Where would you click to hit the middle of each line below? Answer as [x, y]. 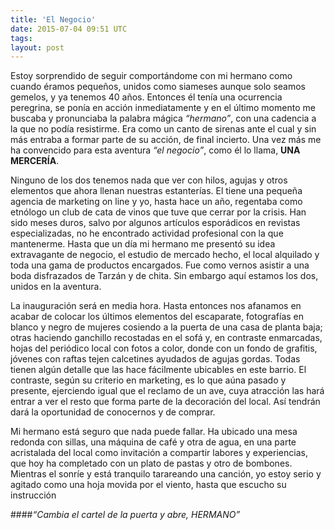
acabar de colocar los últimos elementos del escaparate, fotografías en [157, 317]
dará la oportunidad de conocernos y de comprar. [113, 412]
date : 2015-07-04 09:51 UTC [69, 29]
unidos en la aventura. [56, 287]
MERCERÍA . [35, 161]
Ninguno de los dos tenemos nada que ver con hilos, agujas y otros [149, 180]
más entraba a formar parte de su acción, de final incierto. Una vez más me [166, 140]
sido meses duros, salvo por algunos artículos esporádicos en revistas [155, 223]
